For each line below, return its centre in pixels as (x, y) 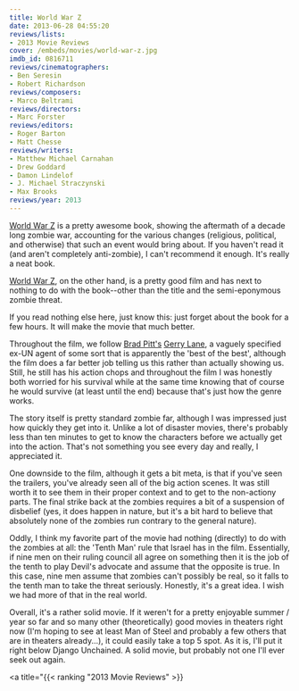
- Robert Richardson (48, 84)
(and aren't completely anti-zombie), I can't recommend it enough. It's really (149, 254)
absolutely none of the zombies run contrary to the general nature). (133, 520)
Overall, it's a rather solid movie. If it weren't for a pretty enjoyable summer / (149, 612)
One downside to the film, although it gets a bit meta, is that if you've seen (146, 473)
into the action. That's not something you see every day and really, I (134, 446)
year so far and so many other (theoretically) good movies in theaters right (146, 621)
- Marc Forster (37, 117)
